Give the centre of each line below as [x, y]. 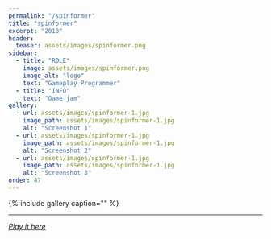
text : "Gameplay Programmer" [72, 83]
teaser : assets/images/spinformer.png [81, 46]
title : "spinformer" [43, 23]
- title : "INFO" [43, 91]
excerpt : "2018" [35, 31]
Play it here [27, 226]
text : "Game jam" [52, 98]
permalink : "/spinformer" [52, 16]
